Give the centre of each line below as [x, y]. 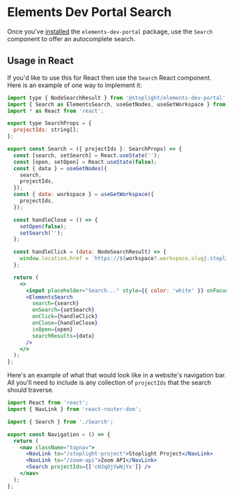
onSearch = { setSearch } [64, 310]
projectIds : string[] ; [46, 130]
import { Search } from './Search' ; [60, 422]
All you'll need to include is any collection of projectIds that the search [109, 383]
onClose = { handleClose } [65, 323]
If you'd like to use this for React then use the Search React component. [110, 77]
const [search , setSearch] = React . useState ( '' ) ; [87, 155]
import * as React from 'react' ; [56, 111]
